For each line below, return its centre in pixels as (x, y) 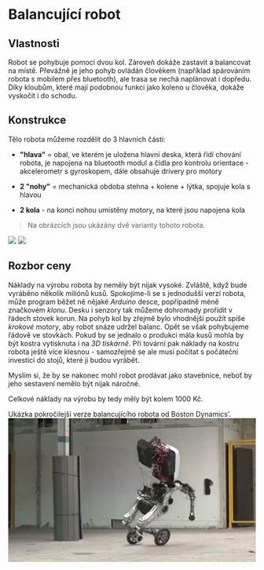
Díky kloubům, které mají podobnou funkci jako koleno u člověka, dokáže (126, 87)
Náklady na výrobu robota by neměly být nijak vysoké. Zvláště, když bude (128, 285)
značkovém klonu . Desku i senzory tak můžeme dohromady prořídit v (121, 310)
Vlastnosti (34, 44)
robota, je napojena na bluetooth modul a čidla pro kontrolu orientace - (134, 163)
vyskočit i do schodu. (42, 95)
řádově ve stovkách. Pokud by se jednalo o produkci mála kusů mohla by (126, 334)
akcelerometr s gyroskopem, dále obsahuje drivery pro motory (121, 171)
